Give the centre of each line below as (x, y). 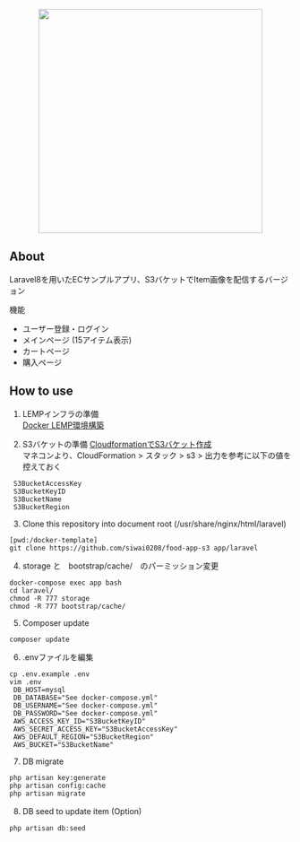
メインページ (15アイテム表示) (77, 340)
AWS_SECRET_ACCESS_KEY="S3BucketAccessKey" (95, 729)
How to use (41, 391)
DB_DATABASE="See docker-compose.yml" (86, 698)
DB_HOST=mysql (39, 690)
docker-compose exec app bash (66, 583)
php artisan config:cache (57, 786)
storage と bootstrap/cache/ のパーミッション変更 (120, 566)
